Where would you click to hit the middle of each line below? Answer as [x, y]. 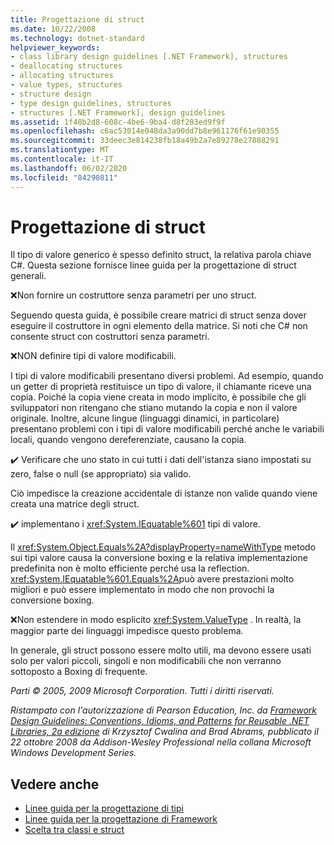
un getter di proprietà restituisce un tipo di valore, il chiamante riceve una [161, 387]
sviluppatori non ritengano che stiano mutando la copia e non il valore [154, 408]
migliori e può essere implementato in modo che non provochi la [142, 590]
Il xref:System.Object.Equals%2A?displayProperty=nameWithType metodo [163, 547]
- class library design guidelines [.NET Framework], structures [149, 57]
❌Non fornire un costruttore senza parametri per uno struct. [133, 295]
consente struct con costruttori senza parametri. [110, 337]
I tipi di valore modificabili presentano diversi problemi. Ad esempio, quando [167, 376]
